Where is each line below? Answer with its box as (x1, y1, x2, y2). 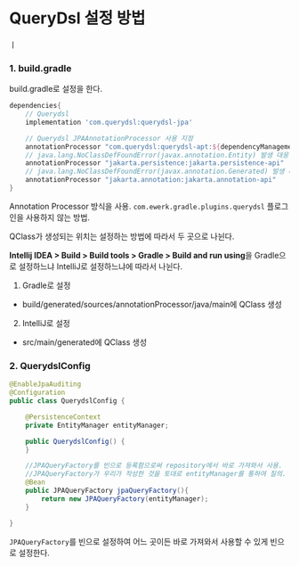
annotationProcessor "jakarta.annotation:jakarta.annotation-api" (25, 176, 277, 185)
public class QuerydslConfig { (9, 397, 125, 406)
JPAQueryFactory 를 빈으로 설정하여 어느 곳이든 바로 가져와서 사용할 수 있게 (9, 536, 269, 546)
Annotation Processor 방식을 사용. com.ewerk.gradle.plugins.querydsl (9, 201, 265, 211)
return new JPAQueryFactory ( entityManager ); (41, 494, 209, 504)
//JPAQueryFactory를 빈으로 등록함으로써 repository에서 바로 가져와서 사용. (25, 461, 283, 471)
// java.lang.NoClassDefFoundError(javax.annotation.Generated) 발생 (25, 167, 285, 176)
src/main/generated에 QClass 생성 (21, 336, 148, 348)
